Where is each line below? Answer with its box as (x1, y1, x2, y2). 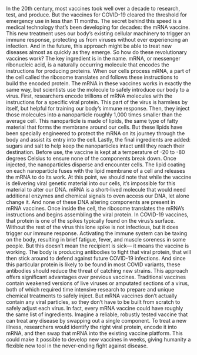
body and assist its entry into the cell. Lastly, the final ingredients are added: (6, 136, 191, 143)
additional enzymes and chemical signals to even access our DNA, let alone (6, 192, 189, 199)
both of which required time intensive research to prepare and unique (6, 286, 175, 293)
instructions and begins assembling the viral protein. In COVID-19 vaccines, (6, 211, 189, 218)
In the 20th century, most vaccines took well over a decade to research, (6, 5, 181, 12)
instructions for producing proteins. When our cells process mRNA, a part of (6, 68, 191, 74)
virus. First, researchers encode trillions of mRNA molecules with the (6, 92, 172, 99)
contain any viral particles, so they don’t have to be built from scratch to (6, 299, 181, 305)
